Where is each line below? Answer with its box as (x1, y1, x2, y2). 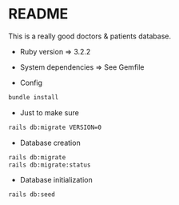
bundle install (8, 93, 59, 101)
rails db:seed (8, 191, 56, 199)
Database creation (19, 138, 82, 147)
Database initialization (19, 175, 93, 185)
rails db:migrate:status (8, 161, 91, 169)
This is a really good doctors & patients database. (8, 31, 172, 41)
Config (19, 78, 42, 87)
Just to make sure (19, 107, 80, 117)
